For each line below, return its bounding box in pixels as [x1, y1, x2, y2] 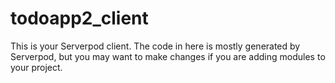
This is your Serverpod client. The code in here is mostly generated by [10, 40, 301, 52]
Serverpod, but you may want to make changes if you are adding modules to [10, 50, 326, 62]
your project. [10, 61, 63, 73]
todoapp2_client [10, 7, 149, 30]
